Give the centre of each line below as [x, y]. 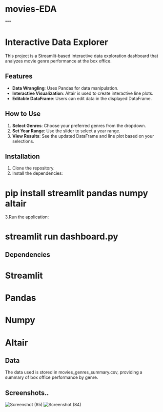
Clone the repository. [33, 168]
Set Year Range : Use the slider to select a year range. [66, 131]
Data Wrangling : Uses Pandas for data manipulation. [65, 88]
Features [19, 76]
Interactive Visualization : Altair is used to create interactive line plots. [83, 93]
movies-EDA [31, 9]
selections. [23, 141]
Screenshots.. [27, 393]
